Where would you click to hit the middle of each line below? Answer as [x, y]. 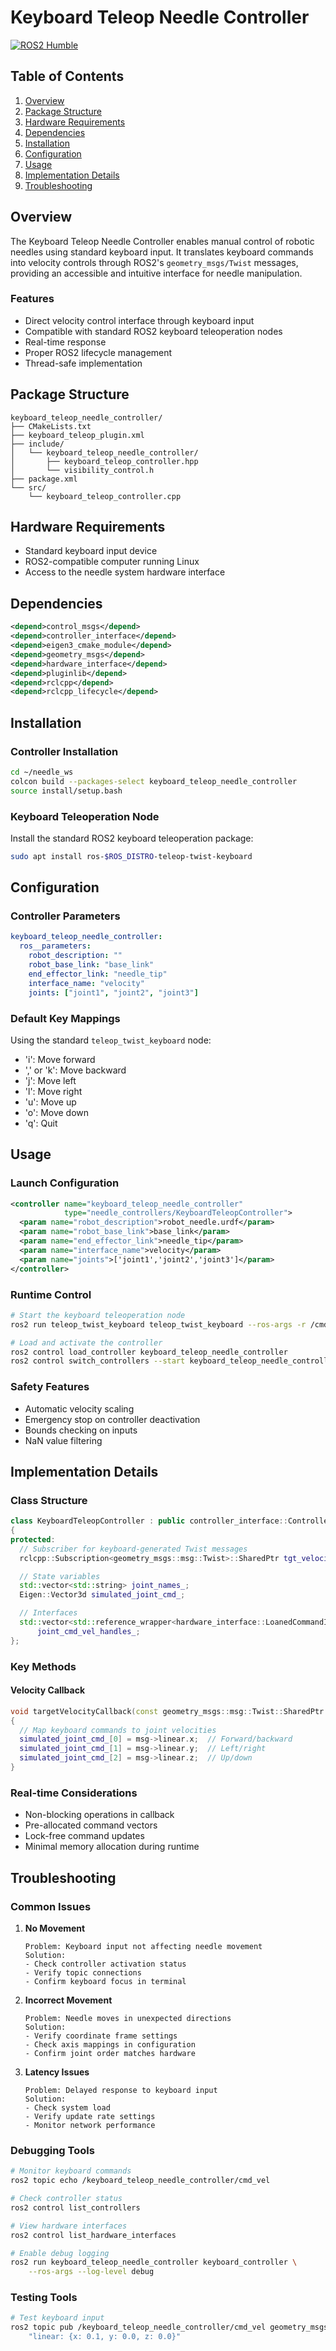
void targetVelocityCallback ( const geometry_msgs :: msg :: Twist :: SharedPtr [167, 1711]
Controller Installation [64, 751]
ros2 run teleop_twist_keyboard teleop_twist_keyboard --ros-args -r [158, 1324]
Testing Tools [44, 2298]
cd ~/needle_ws [42, 772]
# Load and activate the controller [86, 1342]
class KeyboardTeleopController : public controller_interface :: [149, 1521]
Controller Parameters [65, 916]
